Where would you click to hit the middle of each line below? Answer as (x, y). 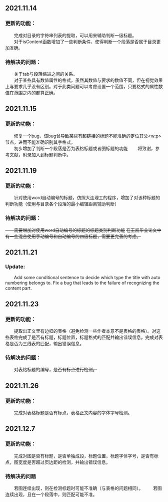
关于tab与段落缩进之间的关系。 (46, 74)
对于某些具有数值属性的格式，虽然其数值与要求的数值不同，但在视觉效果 (88, 80)
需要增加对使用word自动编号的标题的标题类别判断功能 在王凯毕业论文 (86, 230)
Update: (15, 267)
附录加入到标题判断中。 (46, 154)
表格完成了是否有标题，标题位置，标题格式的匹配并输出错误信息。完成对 (84, 337)
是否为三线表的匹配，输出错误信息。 (46, 344)
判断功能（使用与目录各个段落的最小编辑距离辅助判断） (62, 204)
